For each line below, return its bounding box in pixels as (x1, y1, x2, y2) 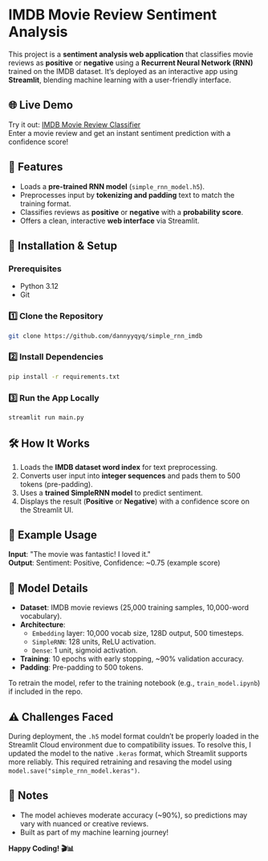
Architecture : (19, 620, 66, 629)
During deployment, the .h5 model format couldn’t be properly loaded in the (8, 731, 259, 741)
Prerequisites (8, 263, 62, 274)
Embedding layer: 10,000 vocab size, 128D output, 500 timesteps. (31, 628, 245, 638)
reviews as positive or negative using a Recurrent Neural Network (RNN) (8, 58, 254, 68)
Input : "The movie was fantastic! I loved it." (8, 550, 151, 559)
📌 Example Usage (8, 528, 98, 542)
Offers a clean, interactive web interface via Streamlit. (19, 216, 200, 225)
